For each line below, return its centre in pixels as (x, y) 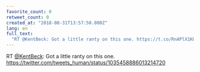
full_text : (20, 34)
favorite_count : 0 (29, 12)
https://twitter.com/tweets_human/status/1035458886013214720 (86, 62)
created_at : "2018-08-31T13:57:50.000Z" (57, 23)
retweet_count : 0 (28, 17)
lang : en (17, 28)
